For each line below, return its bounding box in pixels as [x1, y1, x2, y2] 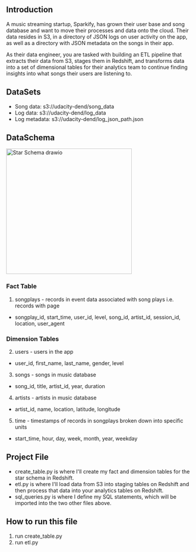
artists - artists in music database [14, 394, 97, 401]
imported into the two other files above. [14, 499, 112, 506]
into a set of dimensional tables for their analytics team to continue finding [6, 64, 188, 71]
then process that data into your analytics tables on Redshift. [14, 487, 164, 494]
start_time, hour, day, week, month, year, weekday [14, 435, 138, 442]
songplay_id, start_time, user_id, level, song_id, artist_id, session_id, [14, 313, 181, 321]
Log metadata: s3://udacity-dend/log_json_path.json [14, 115, 144, 122]
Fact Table [6, 282, 37, 290]
